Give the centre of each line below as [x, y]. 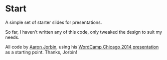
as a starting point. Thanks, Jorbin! [41, 52]
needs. [12, 37]
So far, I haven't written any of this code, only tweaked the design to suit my [84, 32]
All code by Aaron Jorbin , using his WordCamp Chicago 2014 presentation [82, 47]
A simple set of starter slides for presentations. [54, 22]
